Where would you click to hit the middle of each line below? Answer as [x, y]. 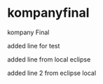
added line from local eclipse [49, 59]
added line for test [34, 45]
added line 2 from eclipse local [52, 73]
